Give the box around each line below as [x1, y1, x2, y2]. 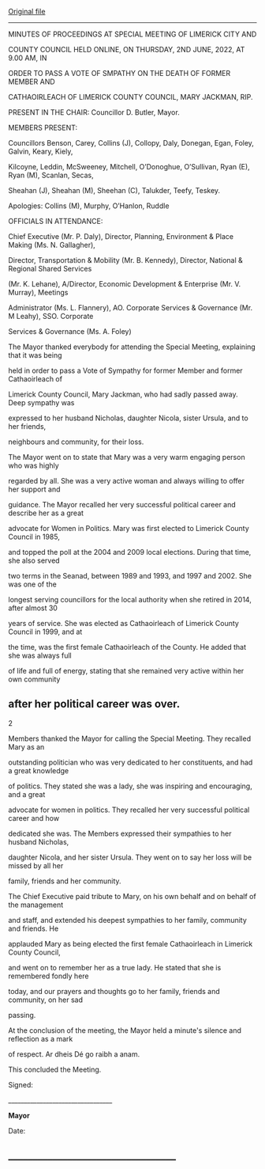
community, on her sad [8, 995, 84, 1004]
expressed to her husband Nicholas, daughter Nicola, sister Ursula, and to [8, 413, 248, 423]
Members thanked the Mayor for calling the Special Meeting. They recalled [8, 734, 251, 743]
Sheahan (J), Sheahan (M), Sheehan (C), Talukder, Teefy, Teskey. [8, 186, 221, 195]
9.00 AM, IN [8, 53, 47, 63]
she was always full [8, 651, 73, 660]
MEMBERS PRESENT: [8, 123, 78, 132]
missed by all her [8, 860, 64, 870]
